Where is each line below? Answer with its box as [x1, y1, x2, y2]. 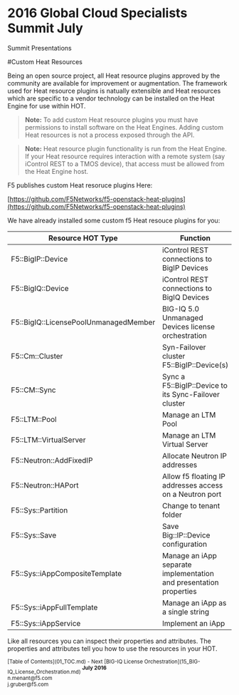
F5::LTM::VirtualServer [11, 435, 86, 445]
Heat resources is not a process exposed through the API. [24, 130, 195, 139]
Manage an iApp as [162, 597, 227, 607]
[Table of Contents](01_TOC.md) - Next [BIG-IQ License [7, 658, 144, 665]
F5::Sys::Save [11, 530, 57, 540]
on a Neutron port [162, 489, 222, 499]
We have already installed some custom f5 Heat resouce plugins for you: [7, 216, 221, 225]
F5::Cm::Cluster [11, 351, 63, 361]
